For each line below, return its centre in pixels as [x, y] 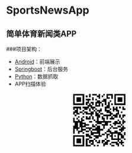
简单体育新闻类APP [41, 34]
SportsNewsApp [48, 10]
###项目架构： [24, 49]
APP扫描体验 [30, 84]
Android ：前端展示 [37, 62]
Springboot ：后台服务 [41, 69]
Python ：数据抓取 [36, 76]
